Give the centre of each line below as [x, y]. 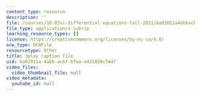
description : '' [26, 17]
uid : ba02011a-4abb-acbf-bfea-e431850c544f [61, 61]
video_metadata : [26, 78]
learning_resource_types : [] [42, 34]
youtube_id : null [33, 84]
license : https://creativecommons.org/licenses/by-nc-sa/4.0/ [85, 39]
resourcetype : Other [32, 51]
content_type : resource [36, 12]
